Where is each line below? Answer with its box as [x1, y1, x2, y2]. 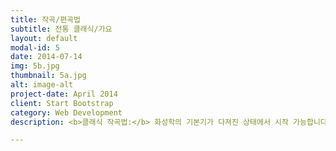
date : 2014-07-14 [10, 52, 83, 62]
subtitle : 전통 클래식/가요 [10, 24, 113, 34]
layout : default [10, 33, 78, 43]
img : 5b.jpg [10, 61, 60, 71]
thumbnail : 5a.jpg [10, 71, 87, 81]
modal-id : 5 [10, 42, 60, 53]
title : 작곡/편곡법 [10, 14, 81, 25]
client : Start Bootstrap [10, 98, 114, 108]
